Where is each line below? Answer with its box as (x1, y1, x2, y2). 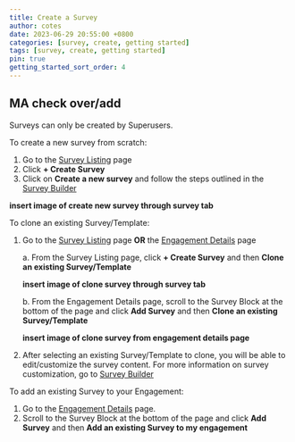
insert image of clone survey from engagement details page (21, 332, 250, 343)
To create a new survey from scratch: (9, 137, 147, 147)
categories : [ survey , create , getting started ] (9, 38, 190, 47)
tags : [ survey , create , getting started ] (9, 46, 166, 55)
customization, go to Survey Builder (21, 368, 155, 379)
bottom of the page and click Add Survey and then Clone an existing (21, 305, 279, 316)
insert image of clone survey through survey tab (21, 279, 206, 289)
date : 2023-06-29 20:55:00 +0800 (9, 29, 134, 38)
